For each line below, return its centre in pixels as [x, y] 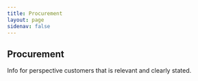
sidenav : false [29, 26]
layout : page [26, 20]
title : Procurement [35, 13]
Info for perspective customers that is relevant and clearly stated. [99, 71]
